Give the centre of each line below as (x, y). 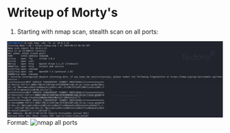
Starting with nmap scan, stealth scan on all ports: (88, 32)
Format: (18, 123)
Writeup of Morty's (63, 13)
